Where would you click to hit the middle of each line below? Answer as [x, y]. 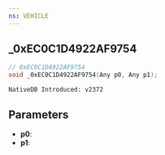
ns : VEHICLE [28, 16]
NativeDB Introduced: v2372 [56, 90]
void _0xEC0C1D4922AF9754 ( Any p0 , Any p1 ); [83, 75]
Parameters [39, 114]
